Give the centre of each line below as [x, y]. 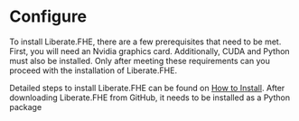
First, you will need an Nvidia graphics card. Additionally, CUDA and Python [150, 51]
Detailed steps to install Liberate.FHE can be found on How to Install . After [147, 88]
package [26, 107]
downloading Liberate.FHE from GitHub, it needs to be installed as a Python [150, 98]
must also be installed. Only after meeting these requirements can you [140, 60]
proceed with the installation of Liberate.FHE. [93, 70]
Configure [48, 17]
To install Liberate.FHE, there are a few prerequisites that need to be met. [145, 42]
